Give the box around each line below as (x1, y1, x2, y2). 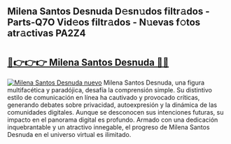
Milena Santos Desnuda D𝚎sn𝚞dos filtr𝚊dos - (7, 6, 210, 17)
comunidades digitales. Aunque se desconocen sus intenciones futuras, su (7, 108, 224, 116)
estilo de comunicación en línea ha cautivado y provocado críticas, (7, 94, 200, 101)
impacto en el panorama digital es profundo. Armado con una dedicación (7, 115, 218, 124)
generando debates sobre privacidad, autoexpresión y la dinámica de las (7, 101, 218, 109)
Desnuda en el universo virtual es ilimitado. (7, 131, 132, 138)
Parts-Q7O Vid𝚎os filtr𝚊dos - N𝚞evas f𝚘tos (7, 17, 201, 29)
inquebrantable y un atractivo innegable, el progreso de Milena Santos (7, 123, 210, 131)
